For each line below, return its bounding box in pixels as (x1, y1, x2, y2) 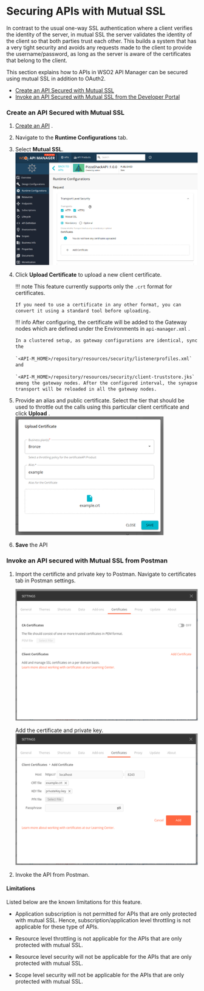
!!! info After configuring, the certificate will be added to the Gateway (15, 319, 187, 326)
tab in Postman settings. (15, 576, 76, 584)
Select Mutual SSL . (15, 146, 64, 153)
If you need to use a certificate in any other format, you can (15, 302, 182, 308)
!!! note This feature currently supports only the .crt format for (15, 283, 172, 290)
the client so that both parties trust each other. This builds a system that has (6, 37, 197, 44)
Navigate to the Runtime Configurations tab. (15, 134, 128, 141)
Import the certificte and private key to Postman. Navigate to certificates (15, 570, 196, 578)
